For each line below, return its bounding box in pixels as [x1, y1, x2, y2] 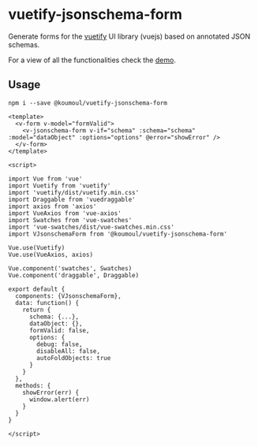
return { [22, 306, 51, 314]
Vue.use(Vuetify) [8, 243, 65, 251]
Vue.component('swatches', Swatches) [8, 264, 133, 273]
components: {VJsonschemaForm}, [15, 292, 122, 300]
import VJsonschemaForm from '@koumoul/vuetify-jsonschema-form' [8, 230, 227, 238]
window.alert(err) [28, 396, 90, 403]
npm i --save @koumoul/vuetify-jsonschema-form [8, 98, 168, 107]
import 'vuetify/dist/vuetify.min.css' [8, 188, 140, 196]
